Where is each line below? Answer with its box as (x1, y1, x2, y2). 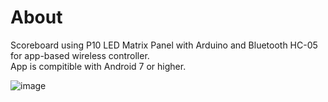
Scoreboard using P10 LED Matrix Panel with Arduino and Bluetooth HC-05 (10, 39, 318, 51)
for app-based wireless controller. (10, 49, 150, 61)
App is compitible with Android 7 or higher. (10, 60, 187, 72)
